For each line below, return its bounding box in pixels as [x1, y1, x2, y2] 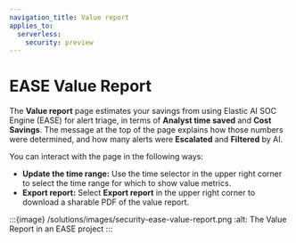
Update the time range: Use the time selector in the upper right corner [21, 168, 283, 179]
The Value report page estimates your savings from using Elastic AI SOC [9, 106, 277, 117]
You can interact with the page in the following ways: [9, 151, 203, 162]
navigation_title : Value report [9, 12, 129, 22]
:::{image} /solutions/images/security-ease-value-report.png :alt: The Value [9, 215, 287, 225]
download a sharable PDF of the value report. [21, 197, 190, 207]
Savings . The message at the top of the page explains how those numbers [9, 125, 284, 135]
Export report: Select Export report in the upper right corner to [21, 188, 256, 198]
